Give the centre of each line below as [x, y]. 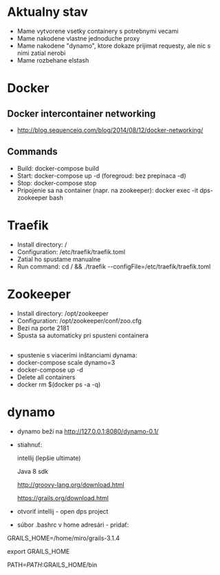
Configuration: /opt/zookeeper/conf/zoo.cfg [79, 320]
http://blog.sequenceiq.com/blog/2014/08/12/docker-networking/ [110, 130]
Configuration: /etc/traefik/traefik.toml [71, 251]
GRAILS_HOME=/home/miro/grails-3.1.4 [64, 538]
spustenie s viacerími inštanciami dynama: [77, 355]
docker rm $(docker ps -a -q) [59, 385]
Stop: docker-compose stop [57, 182]
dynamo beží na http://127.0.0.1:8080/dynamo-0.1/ [88, 431]
